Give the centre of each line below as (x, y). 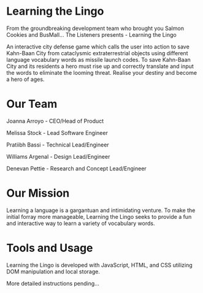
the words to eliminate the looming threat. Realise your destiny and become (102, 72)
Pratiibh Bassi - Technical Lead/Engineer (58, 145)
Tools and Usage (50, 248)
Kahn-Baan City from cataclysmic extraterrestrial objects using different (97, 53)
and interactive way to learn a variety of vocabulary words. (81, 223)
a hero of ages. (25, 79)
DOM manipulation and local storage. (53, 272)
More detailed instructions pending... (53, 283)
